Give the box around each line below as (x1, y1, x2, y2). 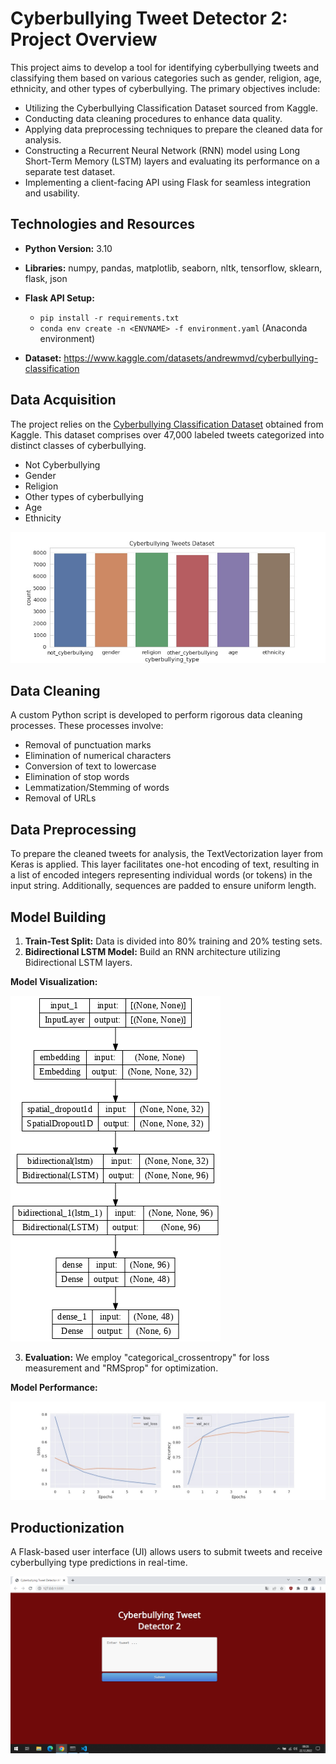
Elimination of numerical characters (24, 750, 172, 762)
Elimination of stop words (24, 771, 130, 783)
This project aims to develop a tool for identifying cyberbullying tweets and (10, 61, 320, 73)
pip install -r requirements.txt (39, 313, 180, 323)
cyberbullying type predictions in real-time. (10, 1557, 188, 1569)
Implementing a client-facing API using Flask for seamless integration (24, 176, 311, 188)
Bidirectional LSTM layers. (24, 957, 133, 968)
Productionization (10, 1519, 125, 1536)
